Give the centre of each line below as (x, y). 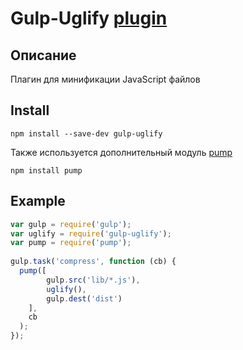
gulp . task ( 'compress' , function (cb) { (93, 262)
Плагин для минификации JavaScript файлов (105, 79)
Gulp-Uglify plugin (89, 18)
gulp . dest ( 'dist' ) (84, 298)
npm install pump (46, 170)
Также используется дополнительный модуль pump (121, 152)
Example (38, 201)
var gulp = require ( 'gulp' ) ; (71, 224)
